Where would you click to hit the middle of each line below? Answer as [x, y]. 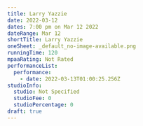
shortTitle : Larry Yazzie [45, 40]
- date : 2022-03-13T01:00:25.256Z [70, 79]
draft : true [25, 111]
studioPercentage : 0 [43, 105]
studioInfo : [25, 85]
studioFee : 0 [33, 99]
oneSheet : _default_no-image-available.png [72, 46]
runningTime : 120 [33, 53]
